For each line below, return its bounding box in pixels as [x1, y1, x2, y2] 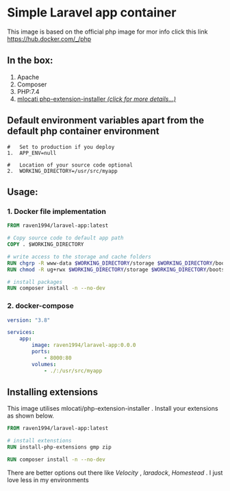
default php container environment [7, 125, 159, 137]
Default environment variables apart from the [7, 115, 204, 126]
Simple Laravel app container [7, 5, 177, 21]
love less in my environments [7, 475, 89, 484]
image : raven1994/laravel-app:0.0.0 [31, 342, 136, 349]
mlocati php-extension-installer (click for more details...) [16, 95, 177, 103]
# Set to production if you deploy [7, 143, 115, 150]
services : [7, 329, 36, 336]
